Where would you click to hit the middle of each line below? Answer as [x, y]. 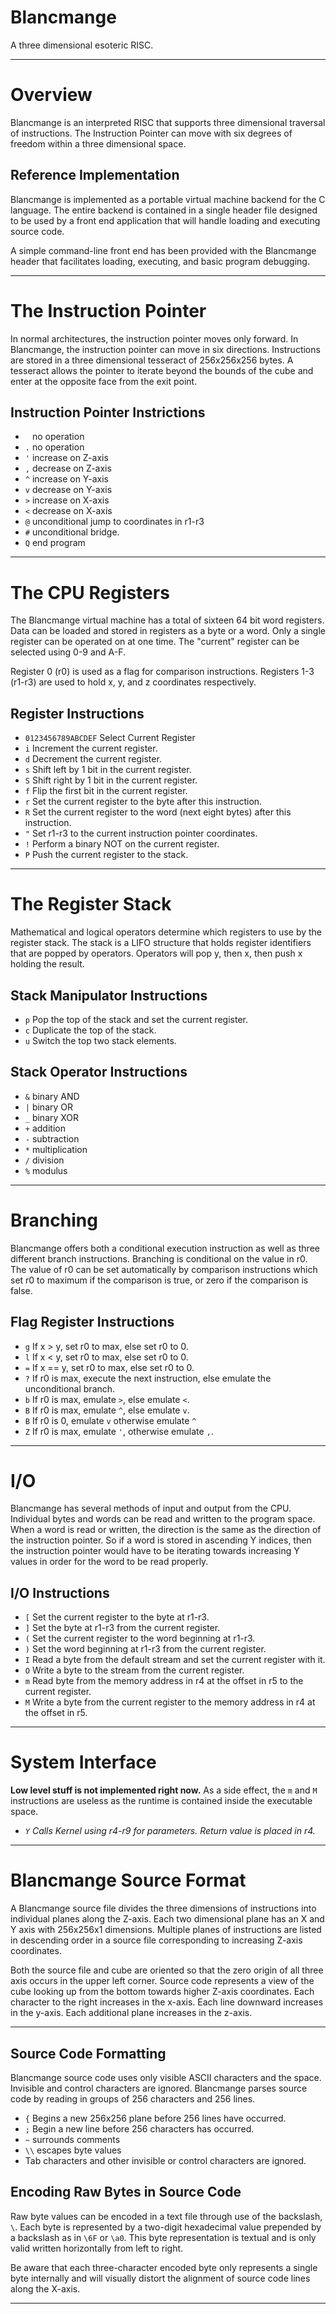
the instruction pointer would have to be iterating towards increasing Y [155, 1551]
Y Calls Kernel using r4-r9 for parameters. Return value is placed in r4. [170, 1831]
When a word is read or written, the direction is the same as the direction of [166, 1530]
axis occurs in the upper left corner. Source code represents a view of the [162, 1981]
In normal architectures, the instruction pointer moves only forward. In [154, 338]
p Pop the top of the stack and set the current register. [136, 1019]
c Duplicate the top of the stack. [90, 1030]
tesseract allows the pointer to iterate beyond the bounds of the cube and [162, 370]
